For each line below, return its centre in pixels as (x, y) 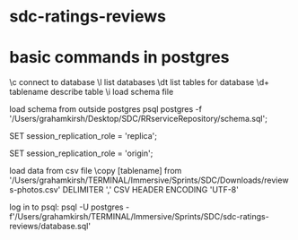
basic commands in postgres (119, 58)
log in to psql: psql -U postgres (66, 207)
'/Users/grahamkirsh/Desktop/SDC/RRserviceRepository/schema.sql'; (138, 119)
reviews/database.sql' (50, 227)
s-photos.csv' (35, 190)
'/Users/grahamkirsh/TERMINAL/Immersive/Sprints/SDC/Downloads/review (149, 180)
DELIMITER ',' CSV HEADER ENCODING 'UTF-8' (151, 190)
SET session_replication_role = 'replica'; (83, 136)
